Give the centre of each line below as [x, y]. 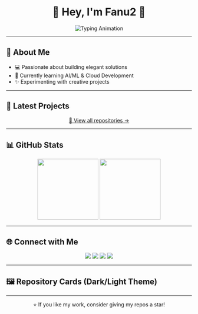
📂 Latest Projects [38, 106]
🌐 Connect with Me [42, 242]
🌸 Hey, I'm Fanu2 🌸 [99, 12]
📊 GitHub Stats [35, 145]
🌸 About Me [28, 52]
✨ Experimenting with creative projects [62, 81]
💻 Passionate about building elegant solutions [71, 67]
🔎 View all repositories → [99, 120]
